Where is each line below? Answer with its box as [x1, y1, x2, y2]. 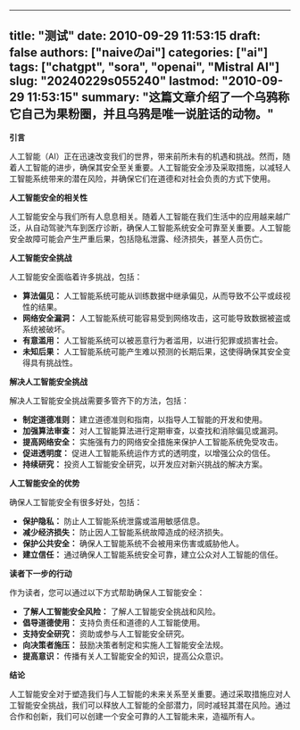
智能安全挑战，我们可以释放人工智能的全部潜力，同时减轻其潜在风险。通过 [16, 700, 291, 710]
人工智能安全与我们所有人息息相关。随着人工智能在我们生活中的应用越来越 [9, 211, 283, 221]
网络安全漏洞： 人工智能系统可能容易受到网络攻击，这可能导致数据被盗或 [21, 312, 291, 323]
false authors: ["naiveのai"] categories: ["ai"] [9, 46, 269, 61]
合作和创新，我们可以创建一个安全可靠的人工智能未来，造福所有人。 [9, 710, 260, 721]
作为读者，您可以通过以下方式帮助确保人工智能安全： [9, 586, 205, 598]
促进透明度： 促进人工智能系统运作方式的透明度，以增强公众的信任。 [21, 447, 275, 458]
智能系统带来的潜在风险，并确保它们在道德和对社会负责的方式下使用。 [16, 173, 275, 184]
